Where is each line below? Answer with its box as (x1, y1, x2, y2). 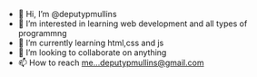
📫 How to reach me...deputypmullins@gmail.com (17, 57, 204, 68)
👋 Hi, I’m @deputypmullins (17, 9, 117, 19)
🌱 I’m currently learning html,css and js (17, 37, 164, 48)
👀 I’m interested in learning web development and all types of (17, 18, 248, 29)
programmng (17, 28, 67, 38)
